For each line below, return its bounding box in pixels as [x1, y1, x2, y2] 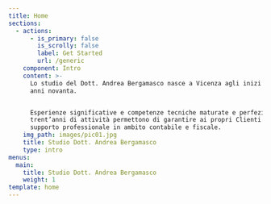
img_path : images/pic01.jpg [23, 131, 117, 139]
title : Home [8, 11, 48, 20]
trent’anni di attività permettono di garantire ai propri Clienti [29, 116, 262, 124]
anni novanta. [29, 86, 78, 95]
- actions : [15, 27, 52, 35]
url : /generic [37, 57, 85, 65]
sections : [8, 19, 42, 27]
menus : [8, 153, 31, 161]
